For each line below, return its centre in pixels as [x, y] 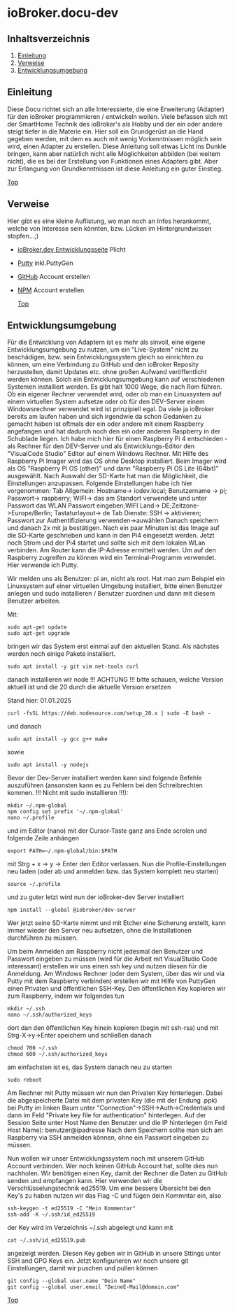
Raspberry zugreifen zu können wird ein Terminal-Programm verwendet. [112, 558]
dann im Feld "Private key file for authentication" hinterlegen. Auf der [107, 1115]
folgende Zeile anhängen [43, 838]
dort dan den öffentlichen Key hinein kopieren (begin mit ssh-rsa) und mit [113, 1028]
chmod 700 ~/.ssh [33, 1048]
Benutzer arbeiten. [34, 601]
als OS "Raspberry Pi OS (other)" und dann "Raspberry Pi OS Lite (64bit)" [113, 468]
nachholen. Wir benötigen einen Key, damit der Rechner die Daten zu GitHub [117, 1173]
